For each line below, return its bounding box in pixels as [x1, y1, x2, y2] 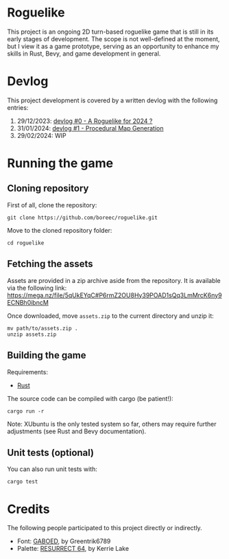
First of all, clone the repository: [7, 201, 97, 209]
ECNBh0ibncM [7, 298, 49, 306]
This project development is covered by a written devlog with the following [7, 96, 218, 104]
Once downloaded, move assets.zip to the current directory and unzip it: [7, 311, 214, 320]
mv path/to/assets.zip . [7, 325, 78, 332]
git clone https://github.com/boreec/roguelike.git [7, 214, 158, 221]
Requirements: [7, 367, 48, 376]
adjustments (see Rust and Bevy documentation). [7, 427, 147, 435]
